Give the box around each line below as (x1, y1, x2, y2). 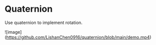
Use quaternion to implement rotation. (4, 20, 83, 25)
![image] (4, 29, 22, 35)
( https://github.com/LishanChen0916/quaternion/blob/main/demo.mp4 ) (4, 34, 152, 40)
